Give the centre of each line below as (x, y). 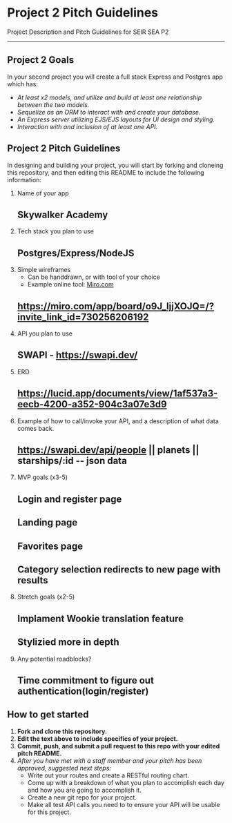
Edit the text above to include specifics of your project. (97, 738)
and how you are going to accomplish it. (84, 790)
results (32, 580)
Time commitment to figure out (85, 680)
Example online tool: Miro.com (70, 284)
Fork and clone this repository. (62, 731)
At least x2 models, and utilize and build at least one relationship (109, 97)
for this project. (49, 812)
